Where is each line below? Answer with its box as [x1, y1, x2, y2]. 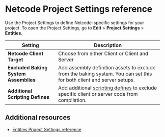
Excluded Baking [7, 64, 48, 71]
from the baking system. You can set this [58, 70, 152, 77]
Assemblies [7, 76, 36, 83]
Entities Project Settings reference [12, 126, 82, 132]
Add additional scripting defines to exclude [58, 84, 157, 91]
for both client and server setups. [58, 76, 135, 83]
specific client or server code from [58, 90, 138, 97]
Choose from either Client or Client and [58, 50, 149, 57]
